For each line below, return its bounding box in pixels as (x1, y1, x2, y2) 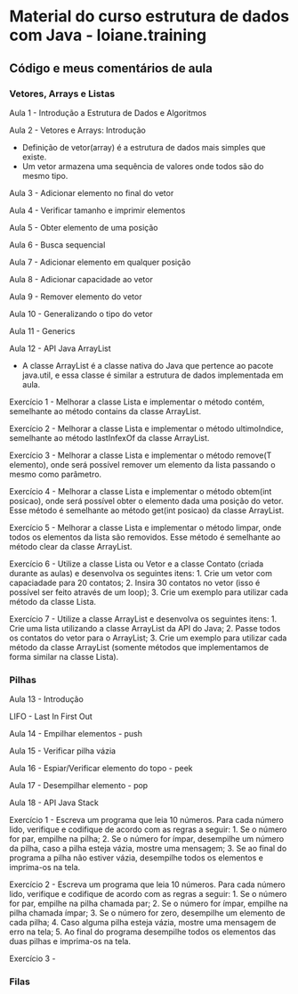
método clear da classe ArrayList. (9, 541, 133, 551)
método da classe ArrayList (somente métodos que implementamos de (9, 641, 270, 652)
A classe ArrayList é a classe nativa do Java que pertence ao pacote (21, 360, 274, 371)
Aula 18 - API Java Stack (9, 797, 100, 808)
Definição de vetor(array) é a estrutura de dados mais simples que (21, 142, 266, 152)
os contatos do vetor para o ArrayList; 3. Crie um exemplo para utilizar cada (9, 632, 287, 643)
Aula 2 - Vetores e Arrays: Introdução (9, 125, 147, 135)
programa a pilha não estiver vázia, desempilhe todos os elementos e (9, 852, 264, 863)
